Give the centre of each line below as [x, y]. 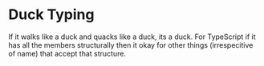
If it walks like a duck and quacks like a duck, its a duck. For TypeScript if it [132, 37]
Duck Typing [51, 15]
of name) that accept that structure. [67, 53]
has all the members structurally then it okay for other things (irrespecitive [131, 45]
